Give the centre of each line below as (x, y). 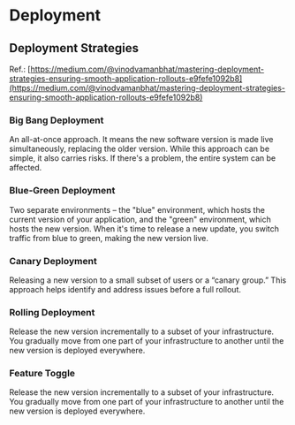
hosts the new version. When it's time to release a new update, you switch (144, 228)
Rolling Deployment (52, 312)
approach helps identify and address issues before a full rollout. (125, 289)
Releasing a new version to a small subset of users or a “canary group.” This (148, 280)
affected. (26, 168)
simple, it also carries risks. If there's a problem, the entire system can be (143, 158)
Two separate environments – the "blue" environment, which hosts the (137, 209)
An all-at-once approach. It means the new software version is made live (141, 140)
